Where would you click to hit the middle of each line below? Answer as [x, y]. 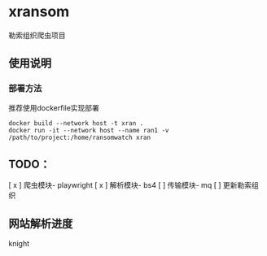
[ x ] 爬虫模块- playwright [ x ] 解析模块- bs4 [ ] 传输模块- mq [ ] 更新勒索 [130, 185]
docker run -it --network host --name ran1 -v [89, 130]
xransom [39, 12]
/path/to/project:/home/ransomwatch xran [80, 137]
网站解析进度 [41, 223]
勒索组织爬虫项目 [37, 35]
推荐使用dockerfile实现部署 [54, 107]
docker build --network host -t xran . [76, 123]
